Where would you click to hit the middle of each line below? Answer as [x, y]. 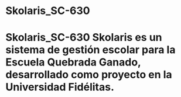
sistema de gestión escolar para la [90, 50]
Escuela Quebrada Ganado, [73, 62]
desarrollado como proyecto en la [89, 75]
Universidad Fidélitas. [60, 87]
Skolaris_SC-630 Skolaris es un [84, 38]
